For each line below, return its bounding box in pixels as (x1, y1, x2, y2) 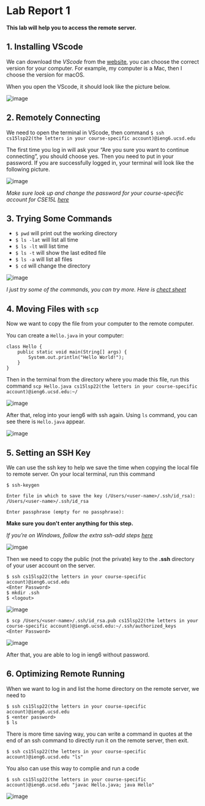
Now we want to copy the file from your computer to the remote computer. (6, 320, 195, 328)
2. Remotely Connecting (6, 113, 101, 123)
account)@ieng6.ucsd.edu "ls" (6, 754, 84, 760)
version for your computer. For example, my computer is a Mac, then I (6, 64, 182, 72)
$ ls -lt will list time (15, 243, 69, 250)
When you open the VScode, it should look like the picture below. (6, 83, 171, 90)
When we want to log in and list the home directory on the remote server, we (6, 685, 199, 692)
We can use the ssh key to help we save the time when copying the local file (6, 464, 199, 471)
